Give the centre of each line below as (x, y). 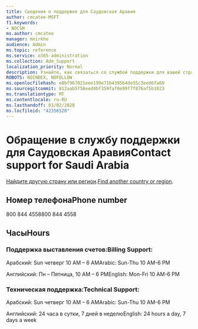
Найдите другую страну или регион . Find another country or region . (90, 182)
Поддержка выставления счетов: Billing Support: (80, 250)
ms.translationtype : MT (35, 94)
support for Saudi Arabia (68, 165)
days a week (22, 320)
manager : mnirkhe (27, 39)
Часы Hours (28, 233)
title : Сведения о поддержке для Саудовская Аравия (71, 12)
